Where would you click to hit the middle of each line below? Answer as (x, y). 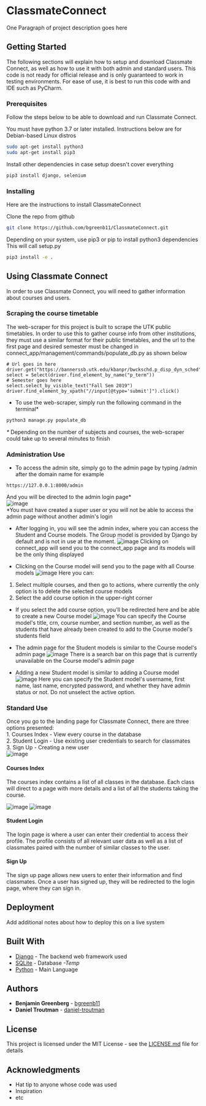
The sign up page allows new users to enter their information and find (94, 875)
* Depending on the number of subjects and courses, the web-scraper (95, 432)
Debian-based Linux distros (41, 136)
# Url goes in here (31, 364)
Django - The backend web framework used (71, 956)
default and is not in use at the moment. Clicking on (92, 541)
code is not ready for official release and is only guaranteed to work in (95, 75)
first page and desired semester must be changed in (73, 346)
